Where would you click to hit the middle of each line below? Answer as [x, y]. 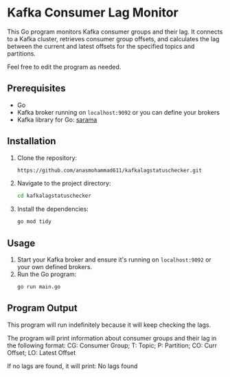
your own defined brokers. [55, 267]
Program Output [42, 308]
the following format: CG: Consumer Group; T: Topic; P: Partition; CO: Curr [112, 345]
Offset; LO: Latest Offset [42, 352]
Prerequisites [36, 88]
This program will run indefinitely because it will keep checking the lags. [109, 325]
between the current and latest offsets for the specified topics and [101, 46]
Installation [32, 141]
